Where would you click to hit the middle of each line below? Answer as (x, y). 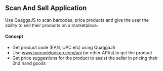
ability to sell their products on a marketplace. (52, 25)
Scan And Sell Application (46, 8)
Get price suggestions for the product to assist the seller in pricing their (85, 58)
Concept (14, 36)
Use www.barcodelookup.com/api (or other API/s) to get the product (82, 53)
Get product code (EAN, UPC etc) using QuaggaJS (64, 48)
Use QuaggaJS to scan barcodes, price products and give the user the (77, 20)
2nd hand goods (29, 63)
